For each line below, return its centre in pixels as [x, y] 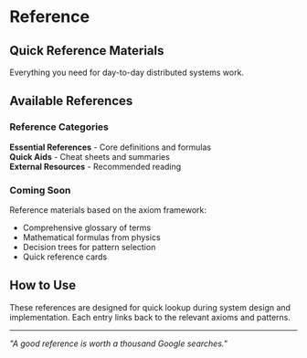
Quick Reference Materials [87, 51]
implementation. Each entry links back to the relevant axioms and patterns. [150, 317]
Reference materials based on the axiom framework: [108, 210]
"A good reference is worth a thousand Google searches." [119, 343]
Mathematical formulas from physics [92, 237]
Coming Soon [40, 190]
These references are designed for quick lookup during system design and [150, 307]
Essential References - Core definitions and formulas [111, 147]
